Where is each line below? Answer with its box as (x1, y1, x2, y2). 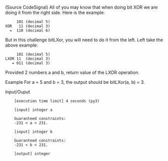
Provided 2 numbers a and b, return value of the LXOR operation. (5, 70, 139, 75)
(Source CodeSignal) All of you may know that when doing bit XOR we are (5, 5, 158, 10)
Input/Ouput (5, 89, 30, 95)
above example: (5, 42, 39, 48)
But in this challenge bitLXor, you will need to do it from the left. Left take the (5, 37, 163, 43)
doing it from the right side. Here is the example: (5, 10, 105, 16)
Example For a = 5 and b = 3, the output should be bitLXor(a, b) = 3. (5, 79, 145, 85)
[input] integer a (14, 107, 53, 112)
